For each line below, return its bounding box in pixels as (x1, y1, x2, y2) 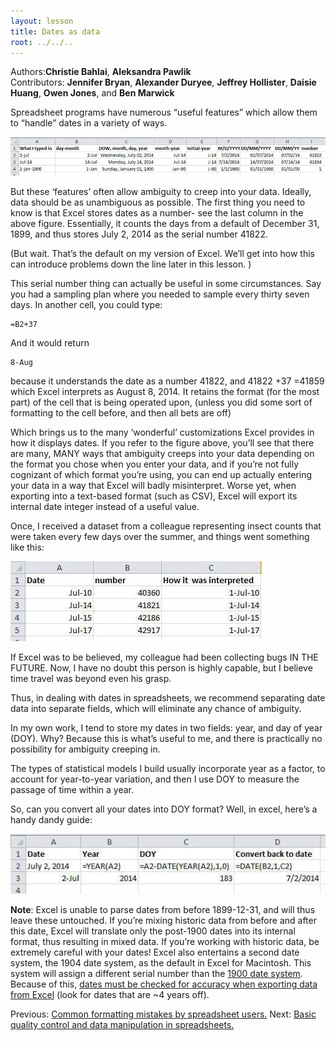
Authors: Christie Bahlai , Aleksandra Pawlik (10, 66, 192, 78)
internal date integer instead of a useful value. (10, 501, 200, 513)
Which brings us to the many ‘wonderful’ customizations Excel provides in (10, 426, 315, 439)
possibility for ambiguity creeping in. (10, 743, 161, 755)
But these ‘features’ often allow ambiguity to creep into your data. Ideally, (10, 186, 312, 198)
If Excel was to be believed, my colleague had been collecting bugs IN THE (10, 651, 319, 664)
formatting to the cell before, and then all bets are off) (10, 407, 232, 419)
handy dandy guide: (10, 814, 93, 826)
